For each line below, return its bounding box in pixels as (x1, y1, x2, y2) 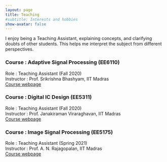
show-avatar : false (5, 21, 47, 27)
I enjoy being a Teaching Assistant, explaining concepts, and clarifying (5, 35, 152, 42)
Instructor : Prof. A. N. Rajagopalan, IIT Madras (5, 145, 102, 152)
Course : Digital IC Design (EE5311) (5, 94, 92, 101)
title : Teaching (5, 12, 39, 17)
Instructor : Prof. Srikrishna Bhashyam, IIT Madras (5, 75, 109, 82)
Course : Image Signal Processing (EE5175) (5, 129, 113, 136)
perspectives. (5, 46, 34, 52)
